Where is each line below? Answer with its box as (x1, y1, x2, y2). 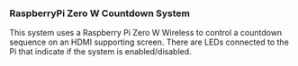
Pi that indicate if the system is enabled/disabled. (9, 46, 192, 57)
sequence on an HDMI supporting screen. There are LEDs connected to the (9, 37, 290, 47)
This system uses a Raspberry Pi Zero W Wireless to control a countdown (9, 28, 283, 38)
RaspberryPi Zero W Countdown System (9, 7, 191, 20)
